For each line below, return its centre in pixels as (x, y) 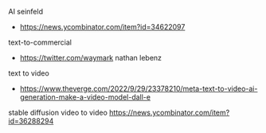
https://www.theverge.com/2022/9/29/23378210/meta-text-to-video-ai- (139, 88)
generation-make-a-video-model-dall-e (85, 97)
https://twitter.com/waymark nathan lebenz (90, 58)
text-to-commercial (40, 42)
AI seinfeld (26, 12)
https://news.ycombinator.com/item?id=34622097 (102, 27)
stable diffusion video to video (58, 112)
